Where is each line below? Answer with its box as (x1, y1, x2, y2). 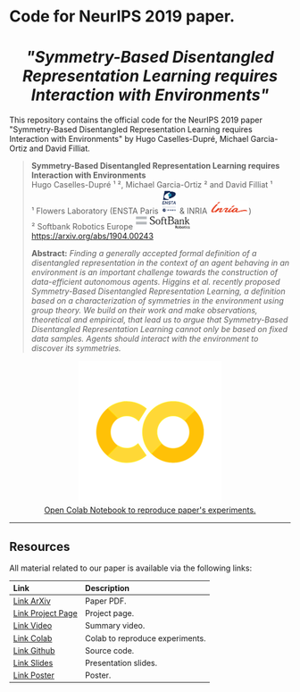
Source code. (84, 645, 135, 655)
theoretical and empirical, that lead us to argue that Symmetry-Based (30, 314, 288, 325)
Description (84, 582, 129, 593)
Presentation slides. (84, 658, 158, 669)
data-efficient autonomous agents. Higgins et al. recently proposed (30, 277, 280, 288)
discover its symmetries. (30, 343, 122, 354)
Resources (9, 538, 71, 554)
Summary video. (84, 621, 146, 631)
